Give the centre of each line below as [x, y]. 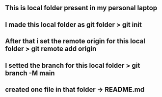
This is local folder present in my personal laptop [81, 8]
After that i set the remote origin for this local [75, 41]
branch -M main [30, 73]
